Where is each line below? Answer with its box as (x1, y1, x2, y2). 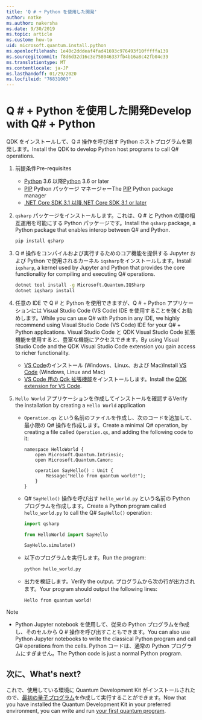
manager (24, 192, 46, 199)
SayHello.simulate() (24, 543, 76, 549)
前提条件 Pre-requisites (14, 165, 72, 172)
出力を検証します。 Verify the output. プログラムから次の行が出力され (24, 578, 195, 585)
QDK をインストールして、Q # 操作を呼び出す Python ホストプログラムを (6, 138, 187, 145)
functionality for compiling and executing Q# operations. (14, 270, 156, 278)
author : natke (6, 14, 42, 21)
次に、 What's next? (6, 669, 81, 680)
